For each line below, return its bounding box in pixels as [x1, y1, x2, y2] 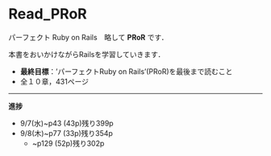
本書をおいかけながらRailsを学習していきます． [8, 49, 165, 59]
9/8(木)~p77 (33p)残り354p [19, 128, 113, 138]
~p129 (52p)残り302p [31, 138, 105, 148]
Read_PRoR [8, 5, 87, 23]
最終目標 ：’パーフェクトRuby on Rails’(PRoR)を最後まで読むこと [19, 66, 233, 76]
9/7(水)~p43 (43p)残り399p [19, 118, 115, 128]
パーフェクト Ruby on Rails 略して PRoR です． [8, 32, 169, 42]
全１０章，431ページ [19, 76, 89, 86]
